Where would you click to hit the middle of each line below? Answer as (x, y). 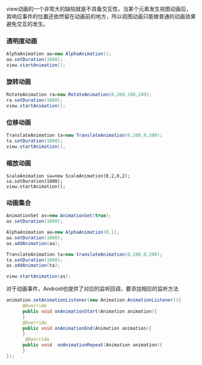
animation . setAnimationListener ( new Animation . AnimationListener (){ (94, 300)
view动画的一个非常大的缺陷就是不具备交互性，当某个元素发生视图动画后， (99, 9)
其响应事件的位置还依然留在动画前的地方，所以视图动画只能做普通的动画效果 (101, 16)
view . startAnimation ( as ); (38, 276)
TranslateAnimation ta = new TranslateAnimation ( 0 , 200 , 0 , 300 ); (84, 135)
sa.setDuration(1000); (35, 182)
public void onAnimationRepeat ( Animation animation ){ (92, 345)
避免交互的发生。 (27, 24)
